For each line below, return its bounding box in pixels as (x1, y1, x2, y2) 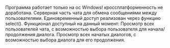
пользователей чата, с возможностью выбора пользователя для (5, 26, 147, 32)
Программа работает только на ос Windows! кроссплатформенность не (5, 5, 163, 10)
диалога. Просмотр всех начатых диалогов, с (36, 32, 136, 37)
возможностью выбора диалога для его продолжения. (5, 37, 126, 43)
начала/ (148, 26, 165, 32)
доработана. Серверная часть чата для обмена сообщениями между (5, 10, 157, 16)
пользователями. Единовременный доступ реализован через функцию (5, 15, 161, 21)
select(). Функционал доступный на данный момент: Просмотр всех (5, 20, 155, 27)
